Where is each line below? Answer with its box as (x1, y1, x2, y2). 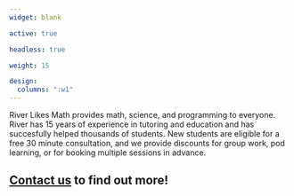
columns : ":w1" (17, 85, 74, 94)
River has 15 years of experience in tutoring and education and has (9, 119, 255, 129)
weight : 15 (9, 61, 50, 70)
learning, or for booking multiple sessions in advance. (9, 147, 207, 158)
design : (9, 77, 38, 86)
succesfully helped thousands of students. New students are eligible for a (9, 129, 281, 138)
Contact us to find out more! (9, 173, 169, 188)
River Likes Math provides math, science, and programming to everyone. (9, 110, 276, 120)
